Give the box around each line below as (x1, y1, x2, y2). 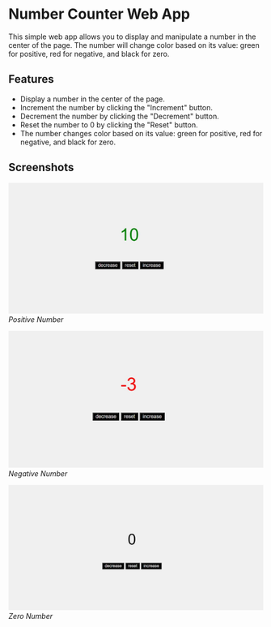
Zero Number (8, 611, 53, 621)
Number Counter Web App (8, 5, 190, 24)
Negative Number (8, 469, 68, 479)
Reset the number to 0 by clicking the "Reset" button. (19, 119, 198, 130)
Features (8, 72, 54, 86)
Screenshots (8, 161, 74, 174)
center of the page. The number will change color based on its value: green (8, 40, 260, 49)
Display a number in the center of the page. (19, 94, 166, 104)
